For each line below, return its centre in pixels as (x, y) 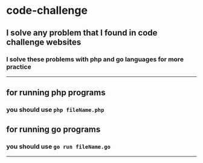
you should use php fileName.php (55, 110)
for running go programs (53, 129)
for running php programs (56, 93)
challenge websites (44, 42)
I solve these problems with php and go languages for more (95, 59)
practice (19, 67)
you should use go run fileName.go (58, 146)
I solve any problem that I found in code (82, 33)
